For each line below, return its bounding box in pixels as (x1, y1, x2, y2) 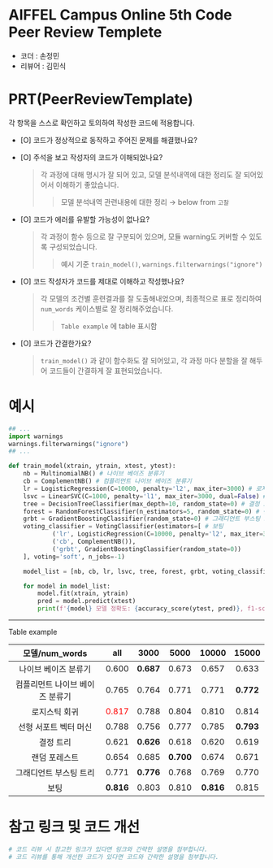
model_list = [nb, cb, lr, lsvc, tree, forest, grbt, (23, 567, 209, 575)
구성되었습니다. (49, 241, 97, 251)
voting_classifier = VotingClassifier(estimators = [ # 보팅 (23, 523, 223, 531)
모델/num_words (23, 648, 88, 659)
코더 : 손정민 (19, 50, 60, 60)
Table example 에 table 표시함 (60, 321, 158, 331)
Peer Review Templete (8, 23, 162, 41)
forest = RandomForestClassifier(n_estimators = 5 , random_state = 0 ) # (23, 507, 260, 515)
